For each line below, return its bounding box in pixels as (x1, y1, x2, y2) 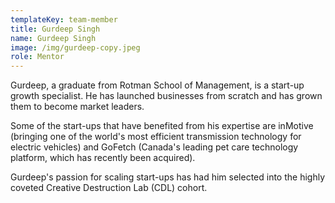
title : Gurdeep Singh (10, 24, 101, 34)
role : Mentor (10, 52, 65, 62)
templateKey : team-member (10, 14, 118, 25)
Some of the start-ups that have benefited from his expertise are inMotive (10, 120, 314, 132)
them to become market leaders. (10, 101, 145, 113)
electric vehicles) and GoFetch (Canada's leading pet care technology (10, 141, 299, 153)
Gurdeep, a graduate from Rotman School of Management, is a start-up (10, 79, 305, 91)
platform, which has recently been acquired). (10, 152, 196, 164)
